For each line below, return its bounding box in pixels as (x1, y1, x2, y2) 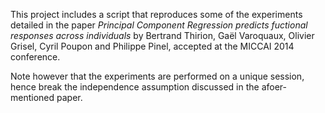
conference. (10, 51, 61, 63)
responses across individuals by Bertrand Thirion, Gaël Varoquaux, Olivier (10, 30, 315, 41)
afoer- (261, 81, 287, 93)
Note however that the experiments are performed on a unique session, (10, 70, 305, 82)
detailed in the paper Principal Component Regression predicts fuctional (10, 19, 308, 31)
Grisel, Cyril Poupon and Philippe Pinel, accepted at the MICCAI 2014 (10, 40, 295, 52)
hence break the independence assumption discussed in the (10, 81, 260, 93)
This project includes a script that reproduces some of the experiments (10, 9, 303, 20)
